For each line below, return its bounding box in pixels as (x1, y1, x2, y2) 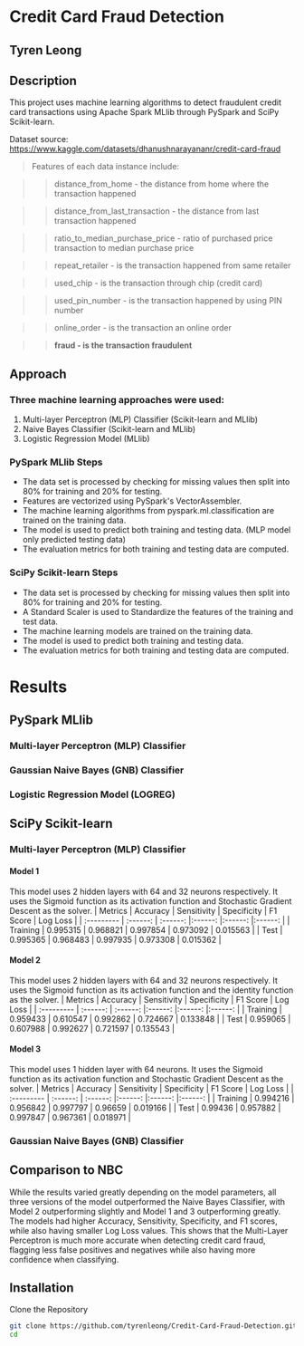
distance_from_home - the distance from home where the (53, 178, 270, 189)
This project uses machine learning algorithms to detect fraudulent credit (9, 97, 282, 108)
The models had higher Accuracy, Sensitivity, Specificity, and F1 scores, (9, 1216, 278, 1226)
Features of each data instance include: (31, 161, 179, 172)
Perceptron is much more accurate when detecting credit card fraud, (9, 1235, 266, 1245)
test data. (22, 616, 59, 627)
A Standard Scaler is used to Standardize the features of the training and (22, 606, 294, 617)
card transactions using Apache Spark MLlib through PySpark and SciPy (9, 107, 280, 118)
